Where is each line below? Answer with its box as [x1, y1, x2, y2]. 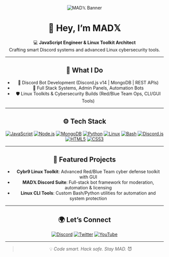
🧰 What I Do [66, 66, 103, 75]
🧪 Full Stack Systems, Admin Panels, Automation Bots [32, 85, 144, 91]
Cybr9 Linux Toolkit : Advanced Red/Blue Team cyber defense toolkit [17, 169, 160, 175]
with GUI [79, 174, 98, 180]
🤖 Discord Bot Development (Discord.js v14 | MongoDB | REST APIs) [18, 79, 159, 85]
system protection [69, 195, 107, 201]
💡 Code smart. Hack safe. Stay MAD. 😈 [49, 246, 132, 252]
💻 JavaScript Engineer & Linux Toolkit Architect [33, 39, 136, 45]
